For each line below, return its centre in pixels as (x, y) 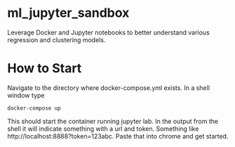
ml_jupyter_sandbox (68, 13)
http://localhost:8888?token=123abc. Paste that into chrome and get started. (118, 136)
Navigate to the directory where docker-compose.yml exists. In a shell (109, 88)
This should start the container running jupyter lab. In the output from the (113, 121)
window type (26, 95)
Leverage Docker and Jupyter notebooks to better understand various (109, 32)
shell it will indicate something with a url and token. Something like (103, 129)
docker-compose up (34, 108)
